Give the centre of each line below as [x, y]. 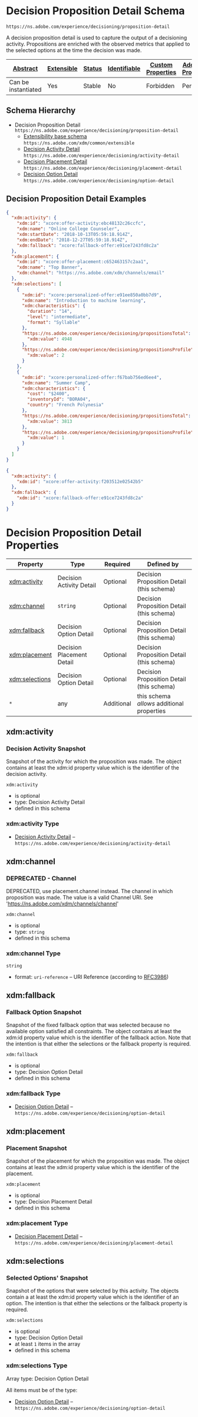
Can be [19, 82]
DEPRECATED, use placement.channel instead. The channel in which [90, 891]
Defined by [163, 564]
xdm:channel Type [33, 953]
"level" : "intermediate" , [59, 317]
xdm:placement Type [37, 1224]
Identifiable [124, 68]
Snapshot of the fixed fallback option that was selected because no [88, 1025]
